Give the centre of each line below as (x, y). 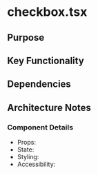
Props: (27, 143)
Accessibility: (36, 164)
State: (26, 150)
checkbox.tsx (47, 12)
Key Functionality (46, 60)
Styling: (28, 157)
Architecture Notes (49, 107)
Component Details (40, 127)
